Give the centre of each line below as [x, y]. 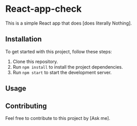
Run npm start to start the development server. [62, 72]
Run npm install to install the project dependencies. [68, 67]
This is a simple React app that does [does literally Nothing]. [68, 23]
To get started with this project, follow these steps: [59, 51]
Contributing [26, 106]
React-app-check [43, 9]
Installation [24, 39]
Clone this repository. [35, 61]
